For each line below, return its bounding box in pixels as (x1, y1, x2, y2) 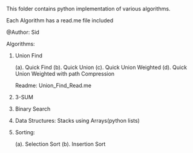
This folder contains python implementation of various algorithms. (6, 5, 171, 12)
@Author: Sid (6, 28, 39, 36)
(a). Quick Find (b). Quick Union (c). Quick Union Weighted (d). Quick (15, 63, 188, 71)
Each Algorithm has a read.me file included (6, 17, 114, 24)
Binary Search (15, 105, 51, 112)
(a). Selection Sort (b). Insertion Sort (15, 140, 106, 148)
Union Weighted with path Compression (15, 70, 115, 77)
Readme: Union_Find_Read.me (15, 82, 92, 89)
